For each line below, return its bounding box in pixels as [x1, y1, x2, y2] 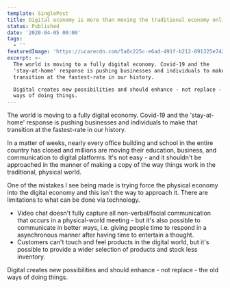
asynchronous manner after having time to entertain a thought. [16, 231, 194, 239]
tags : [7, 36, 23, 42]
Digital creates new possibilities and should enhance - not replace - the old [7, 266, 219, 274]
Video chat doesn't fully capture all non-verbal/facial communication [16, 209, 211, 218]
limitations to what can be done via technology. [7, 196, 140, 204]
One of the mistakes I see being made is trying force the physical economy [7, 181, 218, 189]
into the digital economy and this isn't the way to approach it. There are [7, 189, 209, 197]
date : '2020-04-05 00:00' [7, 29, 81, 36]
